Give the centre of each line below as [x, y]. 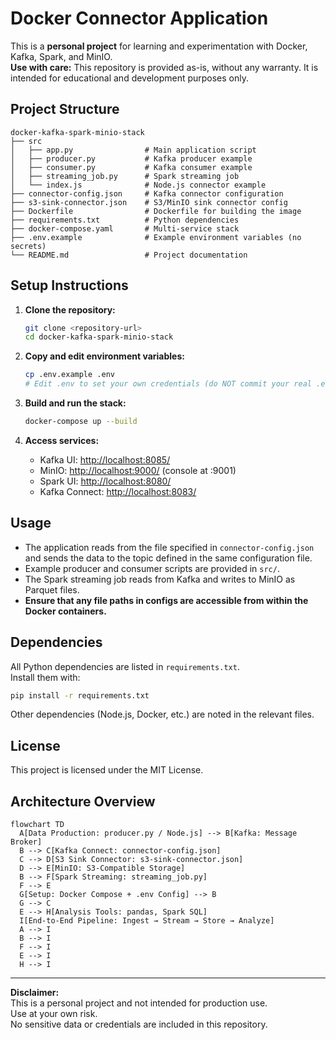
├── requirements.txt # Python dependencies [125, 220]
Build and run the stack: [75, 403]
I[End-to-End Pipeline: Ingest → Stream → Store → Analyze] [147, 921]
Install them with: [45, 677]
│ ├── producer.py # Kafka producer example [131, 158]
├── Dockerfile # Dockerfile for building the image [156, 211]
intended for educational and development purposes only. [130, 78]
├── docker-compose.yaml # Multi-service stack [125, 228]
